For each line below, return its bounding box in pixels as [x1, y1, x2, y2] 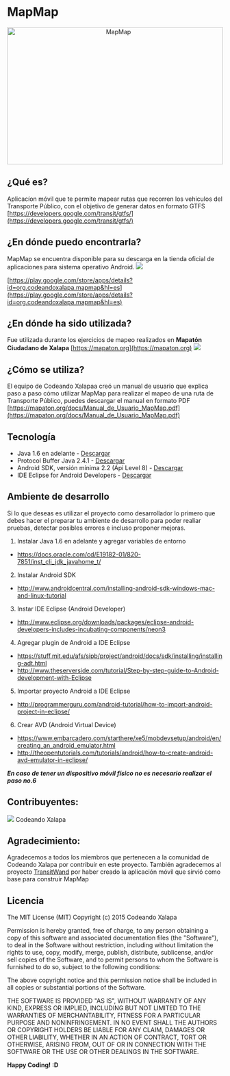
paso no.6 [7, 776, 37, 785]
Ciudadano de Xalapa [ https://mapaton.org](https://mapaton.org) [7, 344, 192, 352]
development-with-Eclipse [16, 673, 92, 682]
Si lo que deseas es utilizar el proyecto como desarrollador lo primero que [7, 509, 216, 517]
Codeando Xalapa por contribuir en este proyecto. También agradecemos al [7, 861, 221, 869]
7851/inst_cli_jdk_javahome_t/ [16, 557, 101, 565]
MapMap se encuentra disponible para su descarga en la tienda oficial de [7, 254, 214, 262]
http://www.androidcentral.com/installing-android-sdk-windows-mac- [16, 584, 216, 592]
